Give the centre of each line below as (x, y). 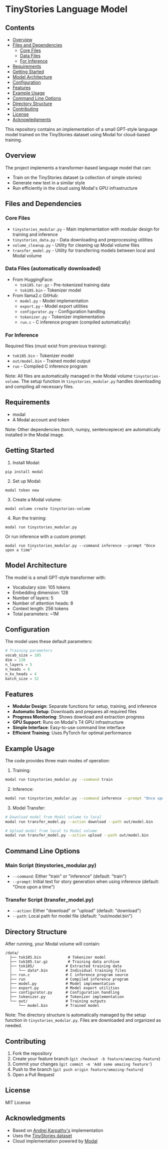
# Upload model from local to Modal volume (51, 831)
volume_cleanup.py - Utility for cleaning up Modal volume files (76, 245)
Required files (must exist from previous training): (56, 346)
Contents (20, 28)
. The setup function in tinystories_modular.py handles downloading (89, 381)
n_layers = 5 (19, 665)
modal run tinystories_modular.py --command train (59, 780)
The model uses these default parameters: (49, 642)
